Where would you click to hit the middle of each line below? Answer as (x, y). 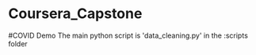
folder (18, 43)
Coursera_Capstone (75, 14)
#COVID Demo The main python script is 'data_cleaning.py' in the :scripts (128, 35)
